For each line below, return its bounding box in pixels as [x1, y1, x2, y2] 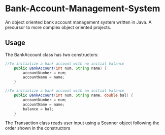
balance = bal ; [23, 107, 54, 111]
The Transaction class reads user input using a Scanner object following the [5, 120, 160, 126]
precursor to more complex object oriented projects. [5, 24, 112, 30]
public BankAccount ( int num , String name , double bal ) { [14, 93, 133, 98]
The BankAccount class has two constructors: [5, 52, 99, 57]
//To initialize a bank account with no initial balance [5, 61, 125, 66]
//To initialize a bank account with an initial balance [5, 88, 125, 93]
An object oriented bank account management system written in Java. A [5, 19, 152, 25]
